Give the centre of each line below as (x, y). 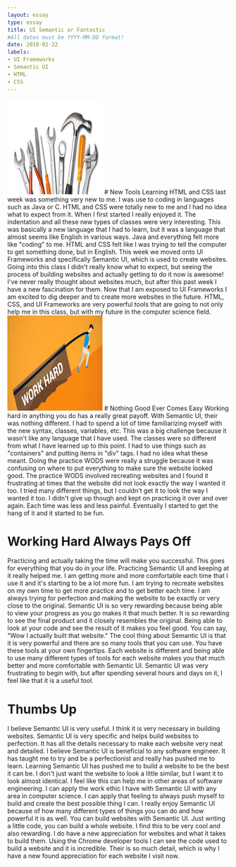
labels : (19, 52)
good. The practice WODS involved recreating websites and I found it (108, 475)
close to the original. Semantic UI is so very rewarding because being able (115, 605)
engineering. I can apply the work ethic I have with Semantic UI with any (112, 789)
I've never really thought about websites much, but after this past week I (112, 281)
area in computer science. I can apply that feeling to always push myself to (116, 796)
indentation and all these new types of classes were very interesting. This (114, 221)
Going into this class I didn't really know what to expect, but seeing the (110, 266)
